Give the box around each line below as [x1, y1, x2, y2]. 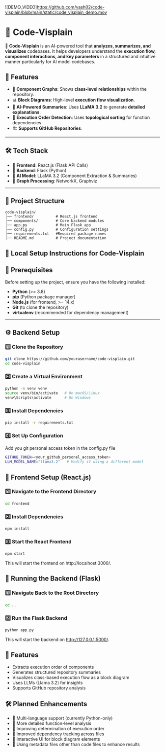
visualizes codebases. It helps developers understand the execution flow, [5, 48, 156, 54]
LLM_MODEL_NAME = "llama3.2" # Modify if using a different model [5, 460, 144, 465]
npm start [5, 551, 26, 556]
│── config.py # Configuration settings [5, 227, 109, 232]
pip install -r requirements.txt [5, 420, 74, 426]
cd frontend [5, 501, 29, 506]
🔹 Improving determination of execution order [12, 726, 105, 732]
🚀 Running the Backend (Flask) [5, 574, 101, 583]
